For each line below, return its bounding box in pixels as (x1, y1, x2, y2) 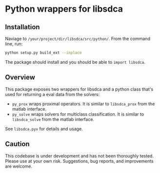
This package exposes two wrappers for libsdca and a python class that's (5, 86, 154, 92)
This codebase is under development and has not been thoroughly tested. (5, 153, 154, 159)
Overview (5, 73, 36, 81)
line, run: (5, 41, 23, 47)
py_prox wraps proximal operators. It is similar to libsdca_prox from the (12, 101, 155, 107)
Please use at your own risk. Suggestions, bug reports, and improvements (5, 158, 154, 164)
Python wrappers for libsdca (5, 3, 123, 15)
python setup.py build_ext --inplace (5, 50, 82, 55)
